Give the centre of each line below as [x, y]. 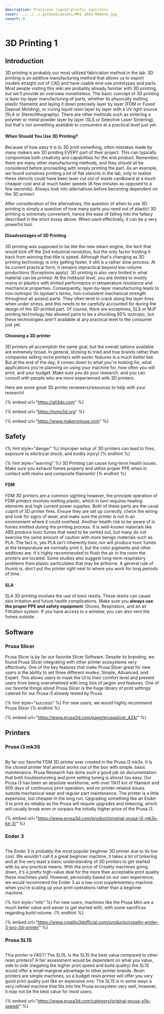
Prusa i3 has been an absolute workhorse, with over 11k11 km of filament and [82, 783]
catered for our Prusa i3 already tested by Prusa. [54, 693]
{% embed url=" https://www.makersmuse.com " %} [57, 421]
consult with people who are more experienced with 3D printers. [70, 378]
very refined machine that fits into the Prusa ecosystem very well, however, [81, 987]
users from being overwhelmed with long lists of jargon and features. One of [82, 683]
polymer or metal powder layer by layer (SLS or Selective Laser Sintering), [80, 120]
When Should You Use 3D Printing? [42, 136]
